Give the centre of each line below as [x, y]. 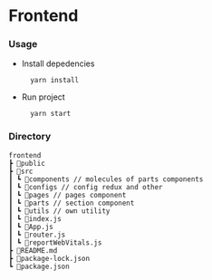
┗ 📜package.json [39, 266]
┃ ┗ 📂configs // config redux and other [86, 187]
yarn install [55, 81]
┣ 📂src [21, 171]
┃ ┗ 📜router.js [37, 235]
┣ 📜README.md [33, 250]
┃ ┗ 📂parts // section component [72, 203]
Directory [30, 137]
